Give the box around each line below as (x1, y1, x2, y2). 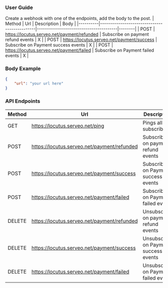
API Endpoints (5, 98, 40, 105)
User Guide (5, 4, 33, 11)
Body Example (5, 65, 41, 72)
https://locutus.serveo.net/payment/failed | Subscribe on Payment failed (5, 47, 154, 54)
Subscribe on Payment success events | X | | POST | (5, 42, 113, 48)
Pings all (142, 119, 162, 126)
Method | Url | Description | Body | (5, 21, 76, 27)
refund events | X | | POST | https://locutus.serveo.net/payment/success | (5, 37, 157, 43)
